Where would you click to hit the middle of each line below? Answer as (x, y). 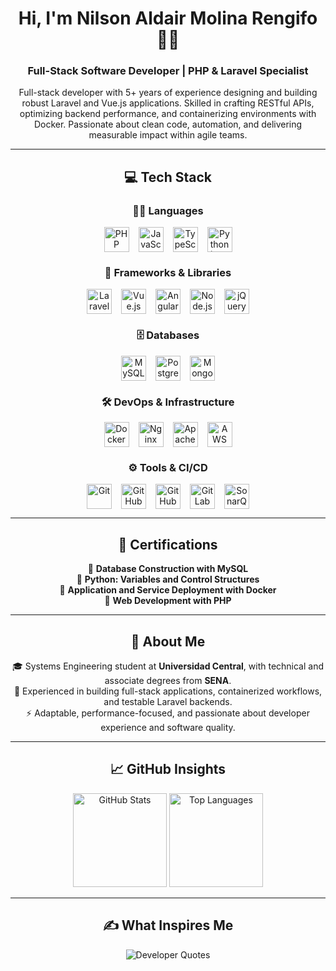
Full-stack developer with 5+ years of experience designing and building (168, 93)
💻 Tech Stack (168, 177)
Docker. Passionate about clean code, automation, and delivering (168, 124)
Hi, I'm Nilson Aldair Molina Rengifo (168, 18)
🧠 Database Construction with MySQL (168, 569)
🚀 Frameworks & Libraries (168, 273)
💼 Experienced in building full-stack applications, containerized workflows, (168, 691)
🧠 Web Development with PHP (168, 601)
